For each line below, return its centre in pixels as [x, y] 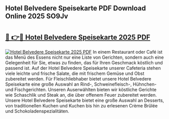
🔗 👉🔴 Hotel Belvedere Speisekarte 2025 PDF [78, 37]
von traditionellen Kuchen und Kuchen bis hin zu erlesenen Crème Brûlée [81, 106]
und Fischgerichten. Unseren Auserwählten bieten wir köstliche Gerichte [81, 90]
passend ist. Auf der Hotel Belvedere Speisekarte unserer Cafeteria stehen [83, 68]
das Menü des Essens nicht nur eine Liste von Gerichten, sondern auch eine [85, 57]
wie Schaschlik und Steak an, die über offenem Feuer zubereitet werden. [81, 95]
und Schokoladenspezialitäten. [37, 111]
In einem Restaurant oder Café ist [128, 52]
